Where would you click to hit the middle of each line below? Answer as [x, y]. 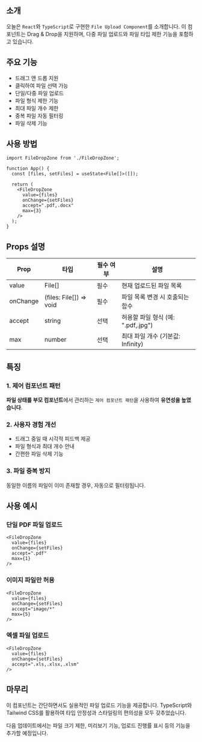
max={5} [21, 614]
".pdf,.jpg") [137, 325]
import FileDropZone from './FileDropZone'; [63, 158]
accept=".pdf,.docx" [48, 206]
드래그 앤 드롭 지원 [37, 78]
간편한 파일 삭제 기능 [39, 454]
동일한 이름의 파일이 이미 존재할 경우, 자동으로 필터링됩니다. [76, 485]
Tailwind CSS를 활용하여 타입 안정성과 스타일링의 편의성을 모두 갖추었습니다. [96, 712]
